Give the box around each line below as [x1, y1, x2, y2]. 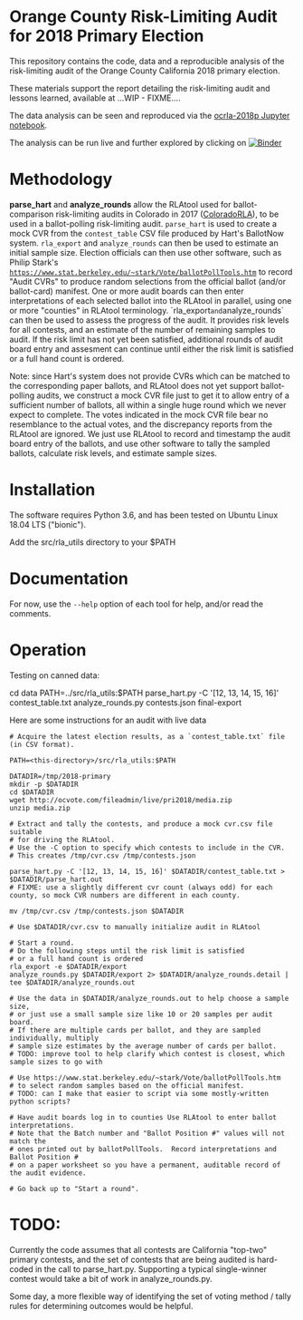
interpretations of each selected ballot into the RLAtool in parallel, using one [9, 295, 292, 306]
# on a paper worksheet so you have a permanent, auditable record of [9, 1160, 281, 1170]
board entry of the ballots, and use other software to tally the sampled [9, 438, 270, 449]
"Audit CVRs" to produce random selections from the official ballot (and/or [9, 276, 287, 286]
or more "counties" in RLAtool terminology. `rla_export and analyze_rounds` [9, 305, 285, 315]
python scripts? [9, 1097, 71, 1106]
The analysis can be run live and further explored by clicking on [9, 137, 247, 148]
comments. [9, 607, 52, 618]
